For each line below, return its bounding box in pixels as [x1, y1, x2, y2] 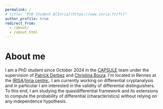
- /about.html [9, 30, 38, 35]
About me [5, 51, 46, 62]
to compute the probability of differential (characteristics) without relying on [5, 93, 157, 99]
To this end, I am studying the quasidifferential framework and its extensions [5, 87, 158, 93]
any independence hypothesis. [5, 98, 67, 104]
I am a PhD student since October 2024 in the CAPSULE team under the [5, 67, 149, 73]
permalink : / [5, 7, 32, 12]
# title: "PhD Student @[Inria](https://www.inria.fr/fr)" [5, 12, 127, 17]
